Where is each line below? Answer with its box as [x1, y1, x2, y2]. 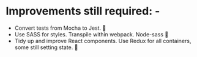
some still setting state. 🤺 [14, 44, 78, 51]
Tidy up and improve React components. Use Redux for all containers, [14, 37, 191, 44]
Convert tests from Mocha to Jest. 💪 [14, 24, 106, 32]
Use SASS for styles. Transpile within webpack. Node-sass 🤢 [14, 30, 169, 38]
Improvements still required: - [6, 4, 160, 18]
